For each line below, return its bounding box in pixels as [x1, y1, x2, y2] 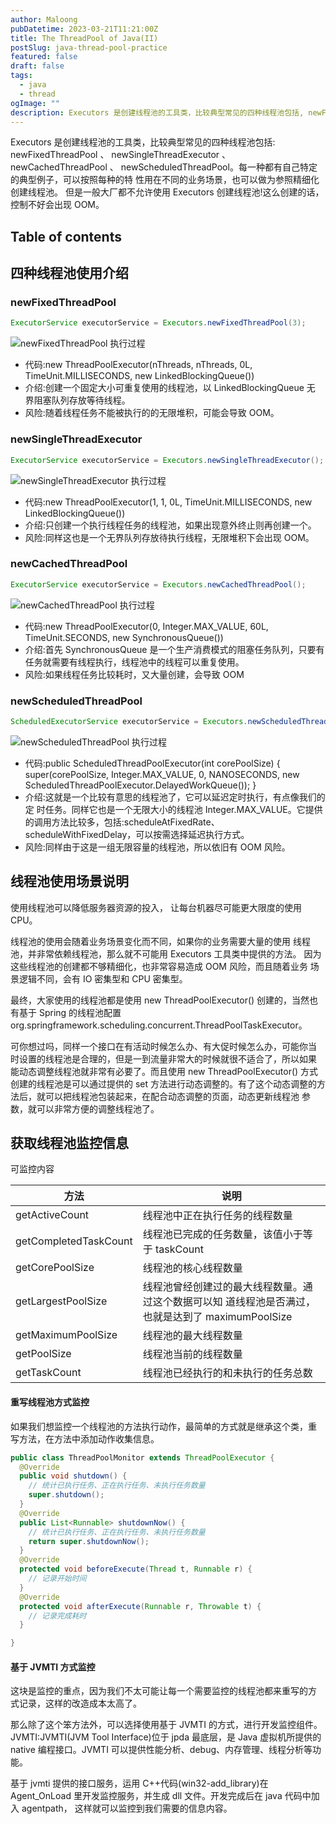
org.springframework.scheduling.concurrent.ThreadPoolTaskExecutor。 [10, 1019, 308, 1031]
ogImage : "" [10, 98, 60, 108]
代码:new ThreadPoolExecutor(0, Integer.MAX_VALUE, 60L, [24, 620, 269, 632]
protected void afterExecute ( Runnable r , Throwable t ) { [19, 1601, 262, 1611]
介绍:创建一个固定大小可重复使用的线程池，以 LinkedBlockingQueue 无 [24, 382, 316, 394]
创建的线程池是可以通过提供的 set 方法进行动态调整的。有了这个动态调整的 [10, 1077, 318, 1090]
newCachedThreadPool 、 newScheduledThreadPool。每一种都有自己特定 [10, 161, 318, 173]
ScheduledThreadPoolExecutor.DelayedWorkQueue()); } [24, 779, 257, 791]
